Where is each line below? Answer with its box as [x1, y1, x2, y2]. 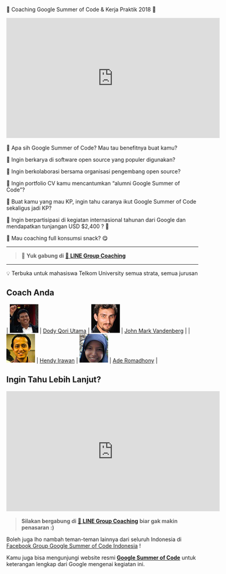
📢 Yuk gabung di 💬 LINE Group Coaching [21, 252, 126, 259]
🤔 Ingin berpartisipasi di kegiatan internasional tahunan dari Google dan [6, 217, 186, 223]
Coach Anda [6, 287, 55, 298]
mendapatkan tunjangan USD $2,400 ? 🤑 [6, 223, 110, 230]
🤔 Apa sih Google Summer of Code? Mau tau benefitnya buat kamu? [6, 144, 178, 151]
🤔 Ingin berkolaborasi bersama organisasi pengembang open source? [6, 168, 181, 175]
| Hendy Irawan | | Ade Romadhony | [36, 357, 158, 364]
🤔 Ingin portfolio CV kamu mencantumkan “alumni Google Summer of [6, 180, 180, 187]
